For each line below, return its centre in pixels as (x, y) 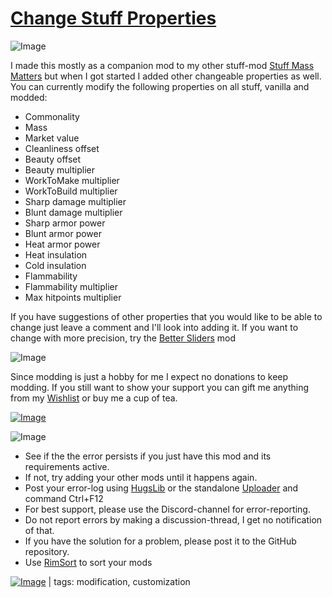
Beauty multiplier (59, 169)
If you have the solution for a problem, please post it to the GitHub (160, 541)
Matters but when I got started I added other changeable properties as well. (166, 76)
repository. (47, 551)
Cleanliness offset (62, 148)
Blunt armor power (63, 233)
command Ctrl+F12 (64, 498)
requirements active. (67, 466)
